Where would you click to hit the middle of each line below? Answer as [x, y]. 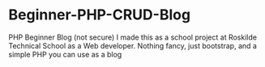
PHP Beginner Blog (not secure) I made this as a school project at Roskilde [133, 37]
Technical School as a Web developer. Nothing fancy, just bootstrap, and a [133, 45]
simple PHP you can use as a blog [65, 54]
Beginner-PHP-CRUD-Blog [100, 15]
